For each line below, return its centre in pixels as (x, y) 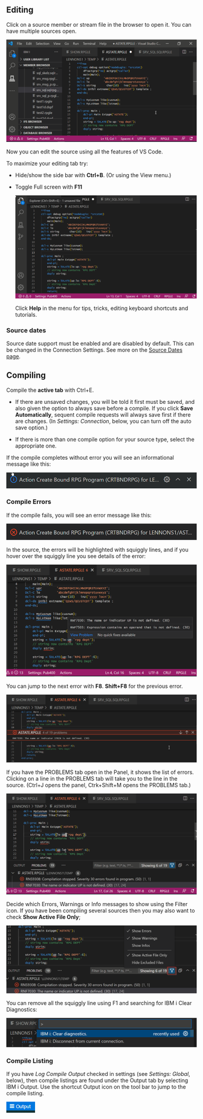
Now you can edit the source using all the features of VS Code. (85, 152)
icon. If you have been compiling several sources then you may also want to (101, 911)
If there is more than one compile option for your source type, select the (105, 439)
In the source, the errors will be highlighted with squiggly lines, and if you (98, 549)
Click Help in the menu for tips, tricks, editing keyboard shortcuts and (101, 308)
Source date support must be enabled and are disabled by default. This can (100, 344)
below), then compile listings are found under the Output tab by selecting (97, 1080)
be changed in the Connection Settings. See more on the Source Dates (95, 350)
